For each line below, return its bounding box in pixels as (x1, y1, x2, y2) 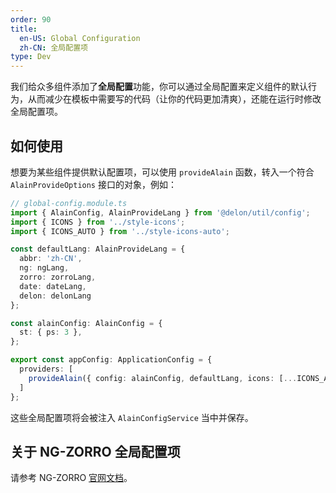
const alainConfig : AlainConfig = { (10, 318, 163, 328)
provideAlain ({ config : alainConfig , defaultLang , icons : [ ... (28, 373, 298, 383)
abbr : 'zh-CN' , (19, 254, 83, 264)
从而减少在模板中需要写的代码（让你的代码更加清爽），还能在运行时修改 (27, 93, 322, 105)
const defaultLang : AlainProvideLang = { (10, 244, 186, 255)
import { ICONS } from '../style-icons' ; (10, 217, 186, 227)
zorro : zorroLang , (19, 272, 97, 283)
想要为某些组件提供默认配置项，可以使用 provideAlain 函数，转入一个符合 (10, 166, 315, 178)
